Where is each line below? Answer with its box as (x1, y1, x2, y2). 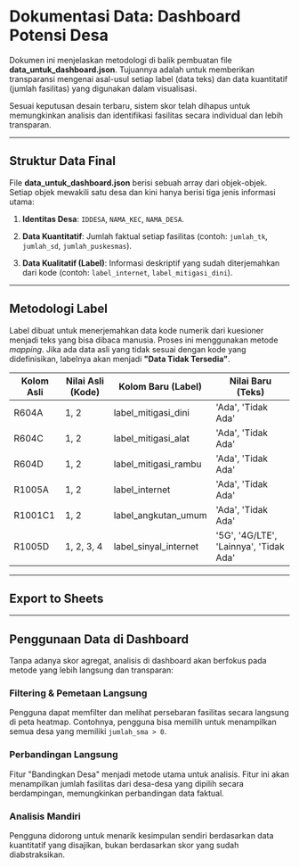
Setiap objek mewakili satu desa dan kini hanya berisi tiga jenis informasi (9, 186, 276, 197)
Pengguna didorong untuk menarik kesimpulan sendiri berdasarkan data (9, 830, 274, 841)
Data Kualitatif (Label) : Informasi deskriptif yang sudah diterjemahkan (21, 257, 280, 268)
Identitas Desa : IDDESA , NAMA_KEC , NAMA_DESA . (21, 213, 185, 224)
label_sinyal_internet (113, 540, 198, 552)
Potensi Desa (9, 25, 109, 45)
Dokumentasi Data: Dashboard (9, 6, 241, 27)
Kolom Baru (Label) (118, 380, 203, 392)
